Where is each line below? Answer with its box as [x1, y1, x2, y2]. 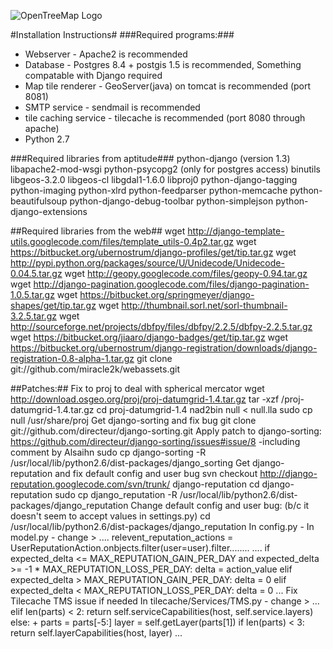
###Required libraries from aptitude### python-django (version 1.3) [10, 153, 291, 164]
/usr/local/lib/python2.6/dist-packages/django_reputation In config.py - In [10, 521, 315, 532]
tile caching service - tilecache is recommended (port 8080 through [24, 112, 306, 124]
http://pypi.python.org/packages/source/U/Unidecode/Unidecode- [10, 257, 285, 269]
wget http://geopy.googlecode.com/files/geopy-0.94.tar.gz [64, 268, 308, 279]
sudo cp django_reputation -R [54, 489, 178, 500]
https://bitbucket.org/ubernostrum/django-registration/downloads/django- [10, 342, 318, 354]
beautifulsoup [10, 195, 68, 207]
